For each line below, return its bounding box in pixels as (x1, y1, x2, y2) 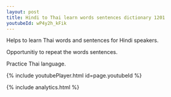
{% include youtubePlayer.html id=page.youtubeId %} (6, 72, 142, 79)
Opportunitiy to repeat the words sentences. (6, 48, 118, 56)
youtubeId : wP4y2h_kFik (6, 20, 67, 26)
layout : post (6, 8, 40, 15)
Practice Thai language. (6, 60, 66, 67)
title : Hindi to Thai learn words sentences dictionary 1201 (6, 15, 166, 21)
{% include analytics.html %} (6, 84, 79, 91)
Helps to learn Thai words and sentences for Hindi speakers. (6, 37, 159, 44)
